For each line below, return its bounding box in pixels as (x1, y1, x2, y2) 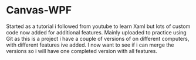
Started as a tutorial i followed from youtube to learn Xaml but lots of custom (6, 23, 191, 30)
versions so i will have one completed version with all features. (6, 47, 157, 54)
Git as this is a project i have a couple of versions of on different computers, (6, 35, 190, 42)
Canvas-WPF (6, 3, 72, 17)
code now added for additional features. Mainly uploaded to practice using (6, 29, 187, 36)
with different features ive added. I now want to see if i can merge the (6, 41, 174, 48)
